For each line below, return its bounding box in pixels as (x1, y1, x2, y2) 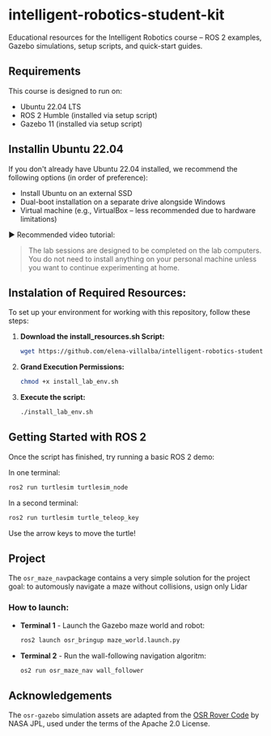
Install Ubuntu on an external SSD (19, 188, 133, 198)
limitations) (19, 214, 57, 223)
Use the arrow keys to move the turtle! (8, 528, 136, 538)
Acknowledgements (8, 688, 112, 702)
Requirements (8, 65, 81, 79)
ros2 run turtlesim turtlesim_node (8, 483, 129, 491)
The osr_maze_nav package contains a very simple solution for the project (8, 573, 251, 583)
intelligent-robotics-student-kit (8, 6, 225, 24)
